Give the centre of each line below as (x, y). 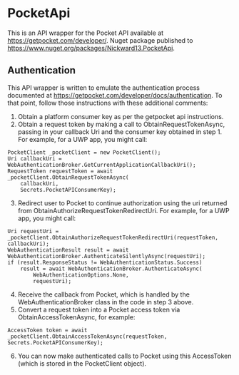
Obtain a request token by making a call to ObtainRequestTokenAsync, (121, 124)
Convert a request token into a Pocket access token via (99, 309)
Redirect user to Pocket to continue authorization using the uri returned (122, 203)
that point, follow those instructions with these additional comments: (108, 103)
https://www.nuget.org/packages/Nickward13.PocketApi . (91, 48)
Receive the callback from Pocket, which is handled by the (104, 294)
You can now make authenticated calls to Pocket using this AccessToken (124, 356)
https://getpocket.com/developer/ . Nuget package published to (100, 40)
